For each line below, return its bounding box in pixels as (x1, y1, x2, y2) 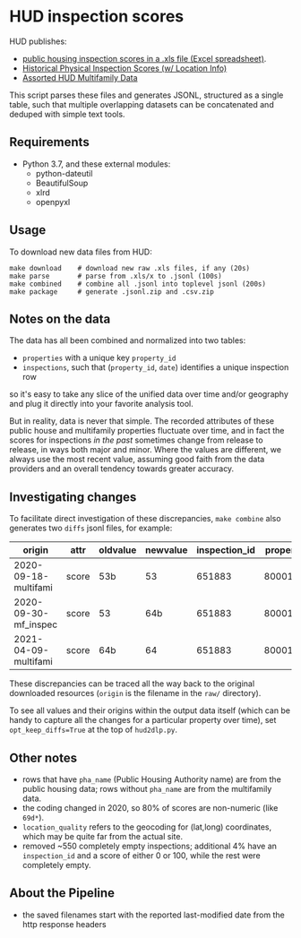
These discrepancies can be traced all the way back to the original (9, 678, 255, 689)
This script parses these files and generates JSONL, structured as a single (9, 90, 284, 100)
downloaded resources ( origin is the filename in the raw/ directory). (9, 688, 262, 699)
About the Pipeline (9, 885, 115, 901)
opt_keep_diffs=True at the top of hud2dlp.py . (9, 724, 177, 736)
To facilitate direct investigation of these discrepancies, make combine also (9, 513, 281, 524)
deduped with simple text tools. (9, 108, 125, 119)
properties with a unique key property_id (21, 352, 176, 364)
